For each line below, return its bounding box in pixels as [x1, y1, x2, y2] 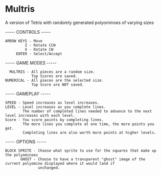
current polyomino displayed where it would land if [5, 161, 115, 166]
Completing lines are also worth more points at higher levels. [23, 130, 157, 135]
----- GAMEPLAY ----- [5, 90, 51, 96]
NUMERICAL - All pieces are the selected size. [5, 78, 104, 83]
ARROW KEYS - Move [5, 38, 43, 44]
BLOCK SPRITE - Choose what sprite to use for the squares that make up [5, 148, 157, 153]
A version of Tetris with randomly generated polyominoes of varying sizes [5, 20, 154, 25]
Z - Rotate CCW [24, 43, 56, 47]
